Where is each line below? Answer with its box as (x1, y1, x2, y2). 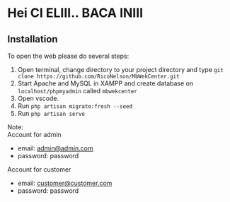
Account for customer (7, 165, 71, 174)
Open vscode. (17, 94, 59, 102)
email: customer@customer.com (17, 179, 113, 187)
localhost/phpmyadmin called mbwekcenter (17, 87, 138, 95)
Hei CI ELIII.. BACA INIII (7, 5, 144, 21)
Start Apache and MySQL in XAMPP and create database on (17, 79, 193, 88)
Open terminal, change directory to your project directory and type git (17, 66, 224, 73)
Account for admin (7, 131, 62, 138)
